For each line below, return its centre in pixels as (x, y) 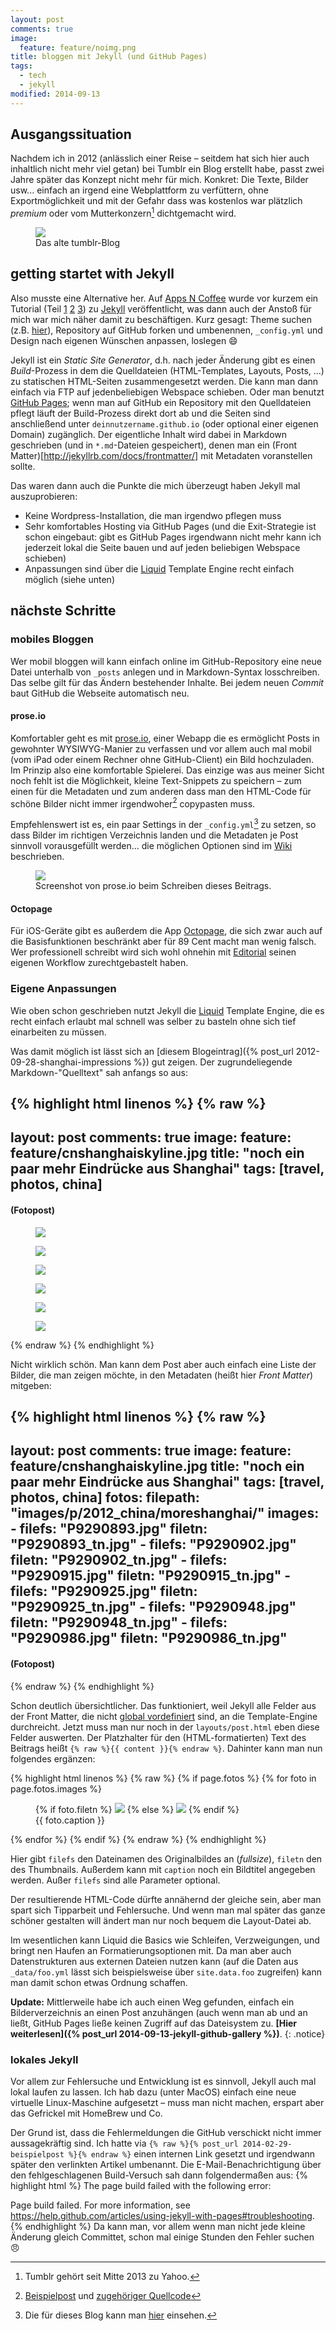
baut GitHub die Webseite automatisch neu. (100, 693)
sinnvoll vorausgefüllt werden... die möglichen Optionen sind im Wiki (151, 846)
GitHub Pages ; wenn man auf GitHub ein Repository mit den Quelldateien (161, 402)
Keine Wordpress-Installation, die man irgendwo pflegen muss (153, 515)
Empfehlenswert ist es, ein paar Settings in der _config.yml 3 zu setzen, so (163, 824)
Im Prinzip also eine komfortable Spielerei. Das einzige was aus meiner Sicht (167, 770)
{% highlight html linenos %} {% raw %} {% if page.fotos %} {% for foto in (163, 1778)
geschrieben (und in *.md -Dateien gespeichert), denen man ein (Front (154, 445)
